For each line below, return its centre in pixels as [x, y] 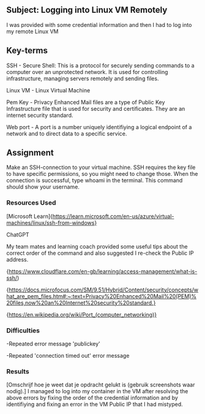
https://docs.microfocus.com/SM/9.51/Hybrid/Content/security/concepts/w [103, 290]
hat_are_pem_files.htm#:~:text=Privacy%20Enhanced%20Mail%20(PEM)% [102, 296]
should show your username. [43, 187]
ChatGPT [18, 235]
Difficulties [23, 330]
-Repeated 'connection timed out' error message [68, 356]
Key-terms [27, 51]
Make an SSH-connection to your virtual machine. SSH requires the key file [101, 167]
